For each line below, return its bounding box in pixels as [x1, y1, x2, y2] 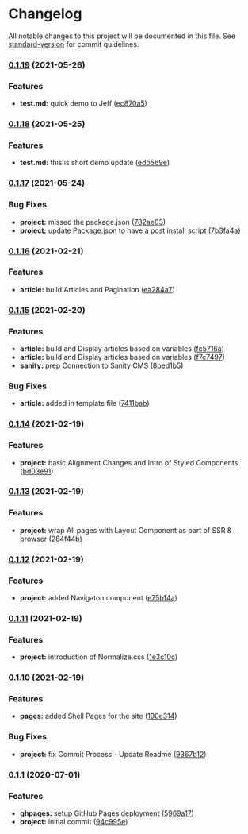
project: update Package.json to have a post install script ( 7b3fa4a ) [19, 226, 241, 235]
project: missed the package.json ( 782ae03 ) [19, 217, 166, 226]
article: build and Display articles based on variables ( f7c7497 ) [19, 353, 226, 362]
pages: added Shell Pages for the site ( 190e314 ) [19, 712, 177, 721]
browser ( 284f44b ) [19, 534, 83, 543]
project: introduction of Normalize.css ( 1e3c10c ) [19, 652, 178, 662]
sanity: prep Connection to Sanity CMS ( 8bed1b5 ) [19, 361, 184, 370]
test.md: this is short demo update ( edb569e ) [19, 158, 170, 168]
